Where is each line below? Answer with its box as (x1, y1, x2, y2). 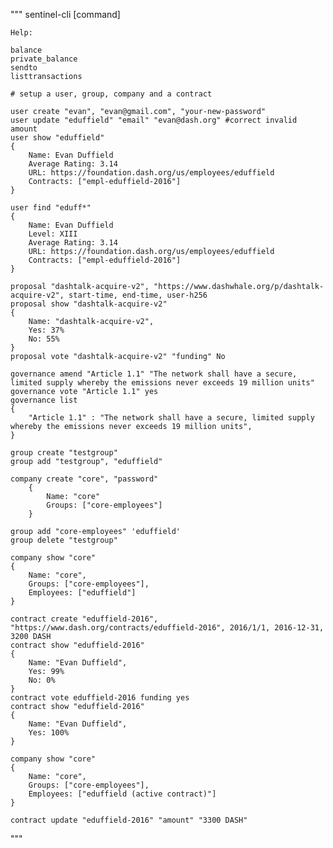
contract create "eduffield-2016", (10, 614, 159, 624)
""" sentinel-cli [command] (10, 9, 121, 20)
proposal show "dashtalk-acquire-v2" (10, 299, 168, 309)
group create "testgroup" (10, 448, 118, 458)
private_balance (10, 54, 78, 64)
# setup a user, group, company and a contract (10, 89, 213, 99)
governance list (10, 395, 78, 405)
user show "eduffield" (10, 133, 105, 143)
